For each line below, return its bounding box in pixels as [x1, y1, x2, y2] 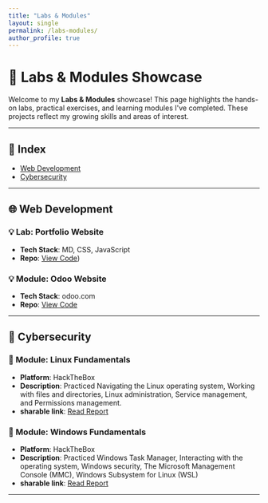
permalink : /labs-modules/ [8, 26, 98, 34]
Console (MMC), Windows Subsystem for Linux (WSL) [19, 469, 199, 479]
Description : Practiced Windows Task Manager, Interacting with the [19, 453, 243, 462]
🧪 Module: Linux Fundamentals [8, 354, 131, 366]
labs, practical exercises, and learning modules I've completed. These [18, 103, 249, 113]
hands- [235, 95, 259, 105]
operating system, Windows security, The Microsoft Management [19, 461, 235, 471]
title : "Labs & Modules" [8, 11, 91, 20]
